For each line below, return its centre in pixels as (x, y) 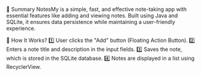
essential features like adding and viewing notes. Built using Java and (92, 16)
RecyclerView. (24, 67)
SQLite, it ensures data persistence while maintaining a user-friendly (91, 22)
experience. (21, 28)
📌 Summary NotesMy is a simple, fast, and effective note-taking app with (97, 9)
